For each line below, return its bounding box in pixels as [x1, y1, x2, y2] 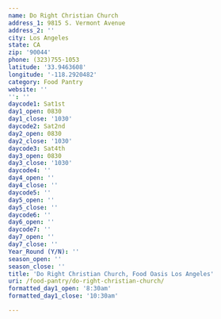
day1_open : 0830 [8, 108, 62, 116]
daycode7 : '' [8, 225, 51, 234]
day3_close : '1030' [8, 159, 73, 167]
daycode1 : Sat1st [8, 100, 66, 108]
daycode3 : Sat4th [8, 144, 66, 152]
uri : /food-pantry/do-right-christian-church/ [8, 277, 165, 286]
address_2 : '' [8, 26, 55, 34]
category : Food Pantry [8, 78, 83, 86]
